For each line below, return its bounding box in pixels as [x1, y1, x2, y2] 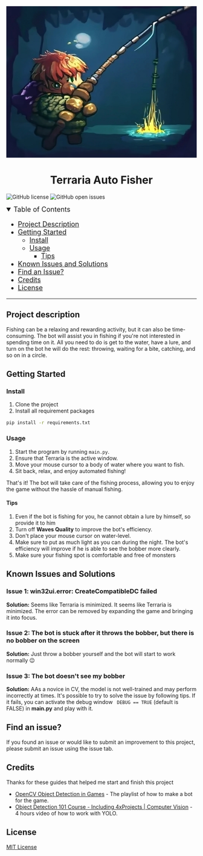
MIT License [6, 843, 37, 851]
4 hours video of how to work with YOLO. [14, 809, 118, 817]
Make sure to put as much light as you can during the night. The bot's [14, 539, 188, 546]
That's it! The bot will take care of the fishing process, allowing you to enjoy [6, 479, 195, 486]
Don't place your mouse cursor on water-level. [14, 532, 131, 539]
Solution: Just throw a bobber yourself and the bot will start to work [6, 650, 176, 657]
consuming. [6, 332, 36, 339]
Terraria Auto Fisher [50, 173, 153, 187]
